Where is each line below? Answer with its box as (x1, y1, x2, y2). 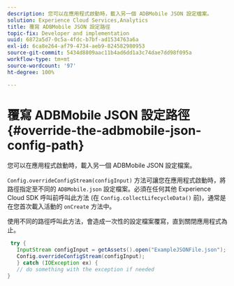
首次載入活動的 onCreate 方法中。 (19, 202, 116, 210)
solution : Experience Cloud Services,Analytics (7, 17, 149, 24)
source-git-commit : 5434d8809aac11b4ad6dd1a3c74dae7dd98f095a (7, 50, 192, 57)
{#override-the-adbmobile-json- (7, 122, 202, 138)
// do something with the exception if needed (16, 266, 155, 273)
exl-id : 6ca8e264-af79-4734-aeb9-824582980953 (7, 43, 145, 50)
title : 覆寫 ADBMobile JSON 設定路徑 (7, 23, 111, 30)
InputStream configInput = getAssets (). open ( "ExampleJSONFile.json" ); (16, 246, 227, 254)
